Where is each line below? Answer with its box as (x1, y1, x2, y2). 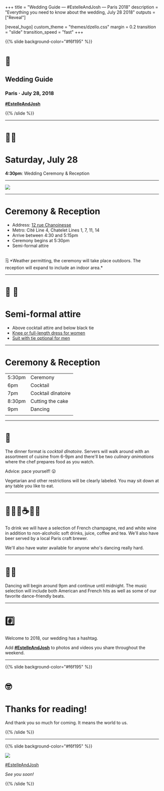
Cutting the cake (30, 398, 68, 404)
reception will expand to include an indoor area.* (5, 265, 103, 271)
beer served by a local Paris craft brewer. (5, 535, 88, 541)
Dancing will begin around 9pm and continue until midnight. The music (5, 583, 147, 588)
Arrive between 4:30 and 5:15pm (12, 232, 79, 238)
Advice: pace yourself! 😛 (5, 468, 56, 474)
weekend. (5, 649, 25, 656)
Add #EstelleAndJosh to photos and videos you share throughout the (5, 645, 145, 650)
